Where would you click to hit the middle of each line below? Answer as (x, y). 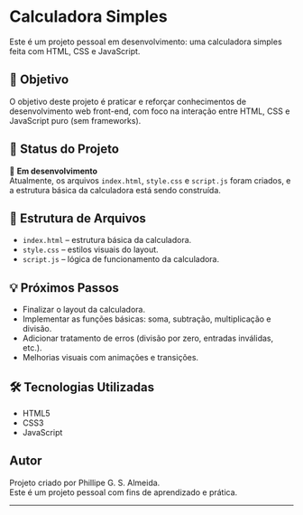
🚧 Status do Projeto (64, 150)
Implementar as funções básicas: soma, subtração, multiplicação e (147, 319)
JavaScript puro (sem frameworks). (75, 120)
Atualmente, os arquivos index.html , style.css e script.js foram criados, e (150, 180)
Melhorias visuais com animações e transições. (110, 358)
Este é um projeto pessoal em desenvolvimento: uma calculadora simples (146, 42)
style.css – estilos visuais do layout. (91, 249)
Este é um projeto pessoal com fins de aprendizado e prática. (124, 492)
